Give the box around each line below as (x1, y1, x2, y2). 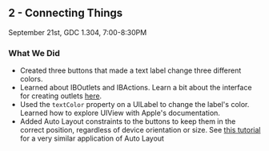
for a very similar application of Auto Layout (19, 133, 164, 143)
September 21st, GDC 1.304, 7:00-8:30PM (8, 27, 147, 37)
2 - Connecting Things (8, 6, 123, 20)
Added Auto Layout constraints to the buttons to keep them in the (19, 117, 236, 126)
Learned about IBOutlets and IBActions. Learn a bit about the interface (19, 83, 252, 93)
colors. (19, 74, 43, 84)
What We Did (8, 47, 60, 58)
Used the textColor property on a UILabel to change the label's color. (19, 100, 250, 109)
